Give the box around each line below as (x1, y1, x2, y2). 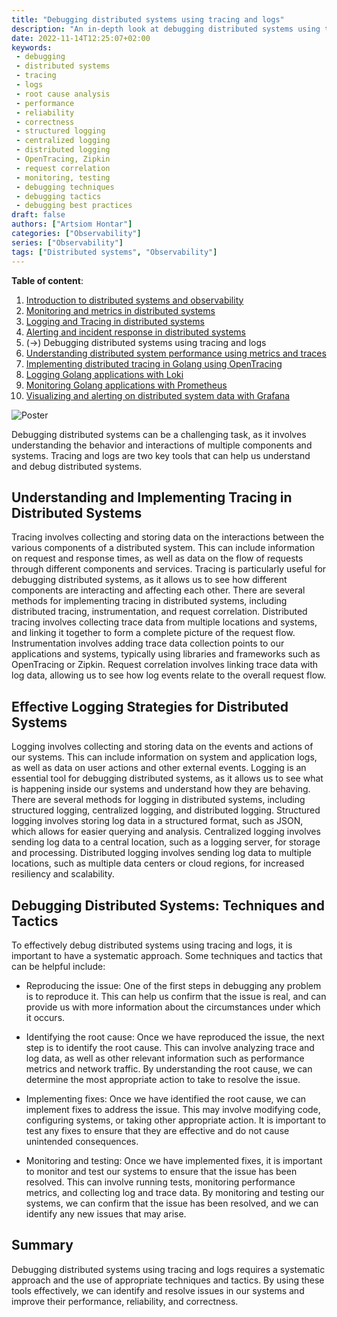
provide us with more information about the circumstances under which (25, 1001, 321, 1013)
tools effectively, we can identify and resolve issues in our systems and (11, 1284, 305, 1296)
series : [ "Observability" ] (11, 237, 124, 248)
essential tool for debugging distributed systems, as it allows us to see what (11, 772, 324, 785)
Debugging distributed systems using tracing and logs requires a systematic (11, 1263, 326, 1275)
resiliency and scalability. (11, 868, 115, 880)
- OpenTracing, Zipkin (15, 154, 111, 164)
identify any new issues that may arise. (25, 1207, 187, 1220)
